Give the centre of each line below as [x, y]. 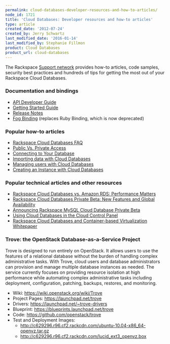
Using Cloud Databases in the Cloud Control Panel [65, 216]
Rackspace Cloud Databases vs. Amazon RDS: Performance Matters [84, 194]
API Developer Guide [35, 102]
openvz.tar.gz [35, 331]
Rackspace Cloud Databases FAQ [47, 142]
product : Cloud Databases [32, 48]
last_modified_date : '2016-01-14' [42, 39]
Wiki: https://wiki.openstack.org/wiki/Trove [57, 293]
